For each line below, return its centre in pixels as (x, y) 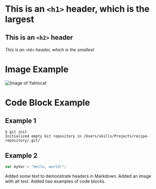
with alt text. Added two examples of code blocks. (55, 181)
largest (19, 19)
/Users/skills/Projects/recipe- (117, 136)
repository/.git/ (23, 141)
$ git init (16, 132)
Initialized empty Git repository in (43, 136)
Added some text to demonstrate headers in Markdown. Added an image (78, 176)
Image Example (37, 70)
